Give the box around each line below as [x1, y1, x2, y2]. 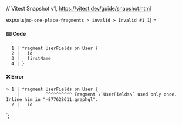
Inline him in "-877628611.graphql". [6, 97, 99, 103]
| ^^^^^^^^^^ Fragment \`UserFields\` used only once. [16, 92, 177, 97]
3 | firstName [11, 56, 51, 62]
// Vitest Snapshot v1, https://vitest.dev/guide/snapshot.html [6, 5, 151, 12]
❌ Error [6, 73, 24, 80]
